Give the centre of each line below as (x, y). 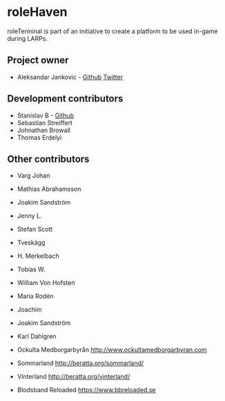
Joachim (30, 310)
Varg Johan (33, 176)
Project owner (38, 60)
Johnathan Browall (43, 130)
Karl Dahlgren (37, 337)
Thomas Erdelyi (39, 137)
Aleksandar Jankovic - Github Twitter (70, 77)
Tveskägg (31, 243)
